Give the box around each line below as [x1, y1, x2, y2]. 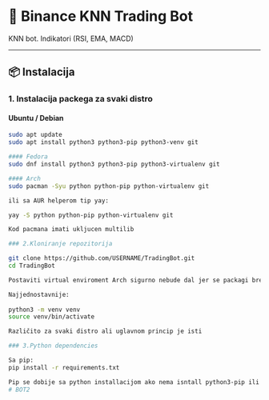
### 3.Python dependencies [8, 342, 98, 350]
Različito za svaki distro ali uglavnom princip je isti [8, 327, 203, 335]
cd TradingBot [8, 262, 56, 270]
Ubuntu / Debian [8, 113, 64, 122]
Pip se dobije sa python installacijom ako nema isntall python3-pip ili [8, 378, 260, 386]
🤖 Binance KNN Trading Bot [8, 7, 194, 26]
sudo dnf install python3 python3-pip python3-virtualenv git [8, 160, 220, 169]
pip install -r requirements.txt [8, 363, 120, 371]
